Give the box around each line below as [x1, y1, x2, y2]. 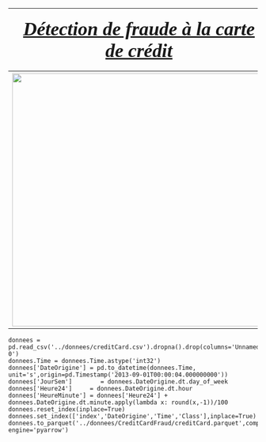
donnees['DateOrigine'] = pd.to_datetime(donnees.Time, [8, 364, 196, 372]
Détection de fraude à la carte [22, 18, 256, 40]
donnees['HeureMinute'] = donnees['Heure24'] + [8, 391, 169, 399]
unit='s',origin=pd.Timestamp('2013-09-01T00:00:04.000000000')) [8, 371, 228, 379]
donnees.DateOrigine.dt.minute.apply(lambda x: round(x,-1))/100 [8, 399, 228, 406]
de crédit [105, 40, 173, 62]
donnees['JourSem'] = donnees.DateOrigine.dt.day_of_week [8, 378, 228, 386]
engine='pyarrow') [8, 426, 69, 434]
